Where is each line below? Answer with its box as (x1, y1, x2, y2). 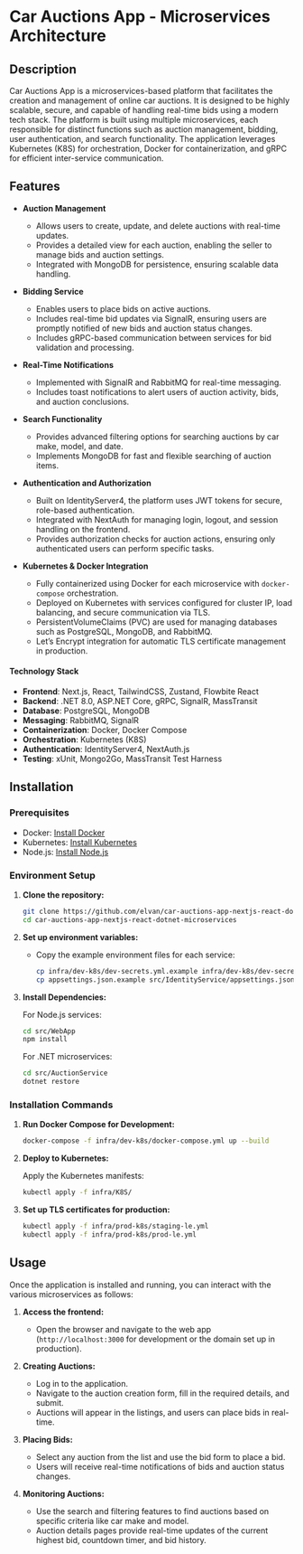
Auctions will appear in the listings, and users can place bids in (35, 1407, 271, 1417)
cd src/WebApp (22, 1026, 76, 1036)
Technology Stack (9, 666, 79, 677)
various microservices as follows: (9, 1288, 133, 1299)
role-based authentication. (35, 504, 135, 515)
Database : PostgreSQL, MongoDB (22, 705, 151, 716)
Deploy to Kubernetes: (22, 1153, 110, 1163)
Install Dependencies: (22, 992, 106, 1003)
